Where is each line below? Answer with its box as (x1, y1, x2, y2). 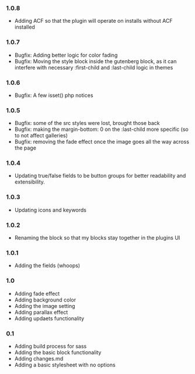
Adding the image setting (14, 302, 75, 309)
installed (14, 23, 35, 30)
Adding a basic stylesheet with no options (14, 361, 116, 368)
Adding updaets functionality (14, 314, 85, 322)
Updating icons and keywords (14, 206, 86, 213)
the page (14, 144, 37, 151)
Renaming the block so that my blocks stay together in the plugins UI (14, 234, 180, 241)
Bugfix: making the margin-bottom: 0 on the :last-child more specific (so (14, 126, 189, 133)
